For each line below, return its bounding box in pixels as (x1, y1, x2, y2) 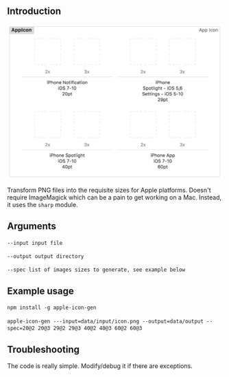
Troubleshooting (7, 343, 80, 355)
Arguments (7, 220, 57, 232)
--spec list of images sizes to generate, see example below (7, 266, 186, 274)
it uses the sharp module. (7, 200, 78, 208)
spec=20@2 (7, 325, 36, 332)
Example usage (7, 285, 74, 297)
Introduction (7, 6, 62, 17)
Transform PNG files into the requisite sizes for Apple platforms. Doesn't (7, 186, 211, 194)
